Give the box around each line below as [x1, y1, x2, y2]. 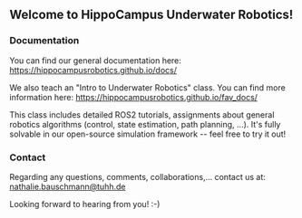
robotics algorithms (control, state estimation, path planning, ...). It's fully [9, 118, 281, 129]
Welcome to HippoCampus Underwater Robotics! [9, 7, 294, 23]
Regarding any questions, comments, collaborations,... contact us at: [9, 171, 266, 182]
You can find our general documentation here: [9, 54, 181, 66]
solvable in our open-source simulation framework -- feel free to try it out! [9, 128, 287, 139]
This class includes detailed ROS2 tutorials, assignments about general [9, 109, 275, 120]
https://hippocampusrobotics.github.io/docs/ [9, 64, 177, 75]
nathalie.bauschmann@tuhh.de [9, 181, 126, 192]
